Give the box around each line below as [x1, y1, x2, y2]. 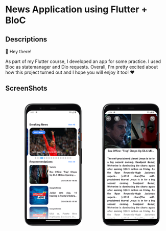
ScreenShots [5, 84, 48, 93]
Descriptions [5, 35, 48, 44]
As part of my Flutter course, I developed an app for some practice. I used [5, 58, 161, 65]
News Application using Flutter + [5, 4, 148, 15]
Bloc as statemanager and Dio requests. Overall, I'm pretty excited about [5, 64, 158, 70]
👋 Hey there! [5, 49, 32, 54]
